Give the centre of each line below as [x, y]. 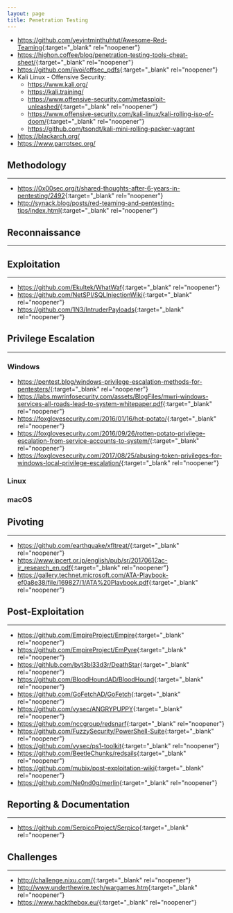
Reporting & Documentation [69, 804]
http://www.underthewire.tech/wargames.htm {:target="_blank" [107, 888]
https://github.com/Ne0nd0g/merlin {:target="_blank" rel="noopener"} [117, 782]
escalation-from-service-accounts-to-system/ [84, 441]
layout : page [26, 14]
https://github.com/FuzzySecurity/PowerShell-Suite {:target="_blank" [115, 731]
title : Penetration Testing [48, 20]
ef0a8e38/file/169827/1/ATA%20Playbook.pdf [83, 582]
